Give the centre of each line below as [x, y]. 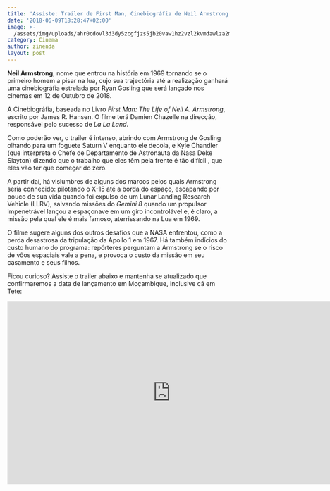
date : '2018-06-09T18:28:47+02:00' [60, 20]
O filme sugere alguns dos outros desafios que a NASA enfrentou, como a [115, 232]
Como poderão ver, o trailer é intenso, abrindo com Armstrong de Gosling [114, 137]
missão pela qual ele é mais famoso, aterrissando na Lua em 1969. [104, 218]
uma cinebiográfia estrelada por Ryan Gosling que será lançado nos [106, 88]
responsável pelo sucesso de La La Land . [68, 124]
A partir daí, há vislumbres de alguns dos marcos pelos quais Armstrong [112, 181]
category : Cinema [33, 40]
